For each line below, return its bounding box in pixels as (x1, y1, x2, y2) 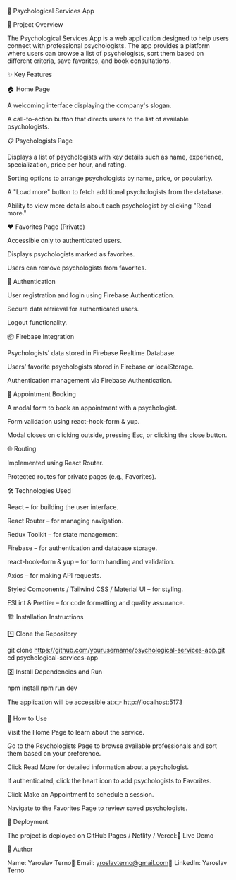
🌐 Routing (7, 445, 37, 453)
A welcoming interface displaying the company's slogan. (7, 101, 172, 109)
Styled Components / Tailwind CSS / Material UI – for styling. (7, 585, 183, 593)
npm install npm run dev (7, 684, 77, 692)
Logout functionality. (7, 319, 68, 326)
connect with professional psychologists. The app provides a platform (7, 42, 210, 49)
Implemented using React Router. (7, 459, 104, 467)
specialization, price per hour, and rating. (7, 160, 127, 169)
